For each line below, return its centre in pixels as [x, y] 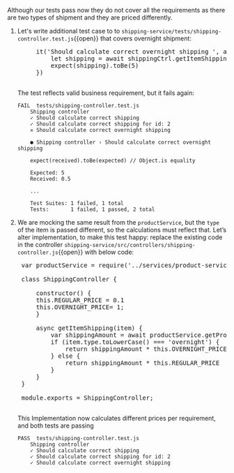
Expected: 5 [47, 173]
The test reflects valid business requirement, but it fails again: [106, 93]
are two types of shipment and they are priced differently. [90, 17]
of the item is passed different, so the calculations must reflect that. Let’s [122, 230]
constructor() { [64, 293]
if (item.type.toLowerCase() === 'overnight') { [135, 342]
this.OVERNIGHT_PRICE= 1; [80, 307]
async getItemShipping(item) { [89, 328]
